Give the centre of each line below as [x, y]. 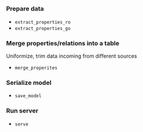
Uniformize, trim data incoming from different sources [71, 56]
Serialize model [29, 82]
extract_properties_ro [43, 22]
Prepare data [25, 9]
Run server [22, 111]
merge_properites [36, 68]
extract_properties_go [43, 28]
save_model [28, 96]
